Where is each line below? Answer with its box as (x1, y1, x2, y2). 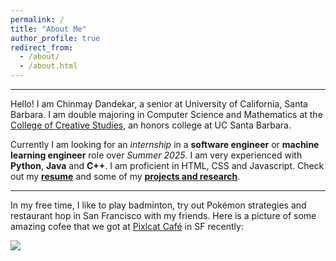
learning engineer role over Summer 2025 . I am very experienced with (10, 149, 303, 161)
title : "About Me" (10, 24, 87, 34)
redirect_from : (10, 42, 74, 53)
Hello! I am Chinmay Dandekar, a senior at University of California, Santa (10, 98, 308, 110)
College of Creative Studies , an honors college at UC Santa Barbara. (10, 119, 292, 131)
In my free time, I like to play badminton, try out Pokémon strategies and (10, 199, 307, 211)
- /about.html (19, 61, 78, 71)
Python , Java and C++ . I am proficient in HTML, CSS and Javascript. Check (10, 160, 325, 171)
